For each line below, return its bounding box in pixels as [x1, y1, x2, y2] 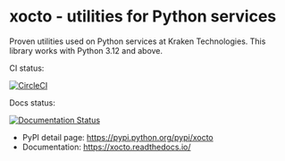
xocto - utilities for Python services [9, 6, 277, 27]
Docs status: [9, 97, 56, 108]
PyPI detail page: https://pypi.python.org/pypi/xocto [21, 131, 214, 142]
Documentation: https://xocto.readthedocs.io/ [21, 141, 191, 152]
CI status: [9, 63, 45, 73]
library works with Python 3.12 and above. [9, 45, 163, 55]
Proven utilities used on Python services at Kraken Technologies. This [9, 36, 266, 47]
